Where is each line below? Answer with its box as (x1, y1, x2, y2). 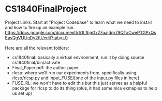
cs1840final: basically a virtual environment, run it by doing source (12, 54, 145, 60)
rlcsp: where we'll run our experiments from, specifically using (12, 70, 137, 75)
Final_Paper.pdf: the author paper (12, 64, 79, 71)
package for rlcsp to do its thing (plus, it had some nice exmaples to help (12, 85, 158, 91)
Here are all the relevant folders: (5, 45, 69, 51)
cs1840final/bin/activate (12, 59, 60, 65)
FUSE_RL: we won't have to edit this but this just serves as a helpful (12, 80, 147, 86)
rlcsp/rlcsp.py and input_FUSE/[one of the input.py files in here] (12, 75, 139, 81)
